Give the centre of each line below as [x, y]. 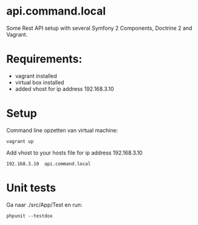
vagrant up [20, 141]
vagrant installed [36, 76]
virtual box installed [39, 82]
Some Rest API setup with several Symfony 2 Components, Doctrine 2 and [99, 28]
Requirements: [44, 59]
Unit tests [31, 188]
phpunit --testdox [29, 216]
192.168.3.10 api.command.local [49, 164]
